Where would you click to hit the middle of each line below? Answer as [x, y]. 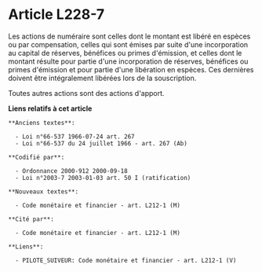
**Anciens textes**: [42, 123]
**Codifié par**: [36, 157]
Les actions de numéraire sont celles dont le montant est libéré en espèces [129, 36]
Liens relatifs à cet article [50, 108]
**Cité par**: [31, 219]
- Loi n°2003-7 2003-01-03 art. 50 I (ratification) [103, 178]
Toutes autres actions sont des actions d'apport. [86, 93]
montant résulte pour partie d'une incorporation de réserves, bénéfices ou [128, 61]
